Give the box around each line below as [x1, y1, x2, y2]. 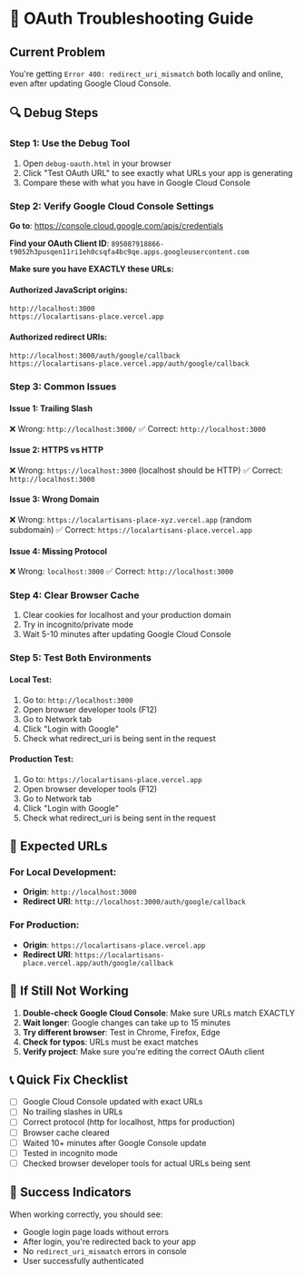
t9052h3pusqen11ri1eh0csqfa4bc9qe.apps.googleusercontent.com [9, 247, 250, 257]
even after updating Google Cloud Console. [9, 78, 172, 89]
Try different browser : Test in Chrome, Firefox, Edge [22, 1026, 221, 1037]
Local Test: [9, 673, 53, 684]
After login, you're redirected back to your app [22, 1236, 197, 1247]
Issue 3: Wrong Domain [9, 494, 100, 505]
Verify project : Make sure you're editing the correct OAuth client [22, 1045, 265, 1056]
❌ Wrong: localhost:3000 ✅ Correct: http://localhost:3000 [9, 566, 234, 577]
